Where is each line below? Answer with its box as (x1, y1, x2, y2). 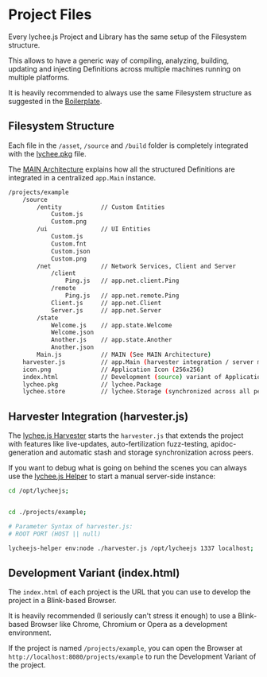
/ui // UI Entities (37, 225, 151, 234)
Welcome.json (50, 328, 94, 337)
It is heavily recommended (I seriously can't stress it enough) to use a (8, 611, 237, 621)
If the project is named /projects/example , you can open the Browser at (8, 644, 243, 653)
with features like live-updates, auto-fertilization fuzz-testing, (8, 439, 209, 449)
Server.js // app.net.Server (50, 306, 161, 315)
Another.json (50, 343, 94, 351)
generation (8, 447, 44, 458)
